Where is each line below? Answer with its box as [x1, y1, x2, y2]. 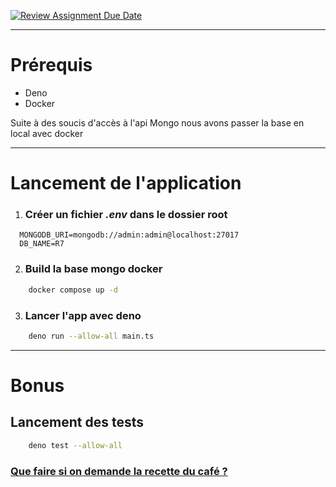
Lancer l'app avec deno [24, 308, 142, 322]
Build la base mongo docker [24, 262, 163, 276]
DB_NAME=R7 [19, 239, 65, 249]
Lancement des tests [10, 414, 144, 431]
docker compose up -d [28, 285, 118, 295]
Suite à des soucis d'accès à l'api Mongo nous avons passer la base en [10, 116, 305, 129]
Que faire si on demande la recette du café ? [10, 464, 228, 478]
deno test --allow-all [28, 440, 123, 450]
